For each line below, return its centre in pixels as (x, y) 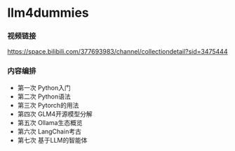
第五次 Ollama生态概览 (50, 122)
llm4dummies (48, 13)
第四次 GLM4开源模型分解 (55, 114)
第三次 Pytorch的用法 (48, 105)
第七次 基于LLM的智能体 (52, 140)
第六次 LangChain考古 (49, 131)
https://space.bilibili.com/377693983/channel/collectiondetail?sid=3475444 (117, 52)
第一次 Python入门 (44, 87)
